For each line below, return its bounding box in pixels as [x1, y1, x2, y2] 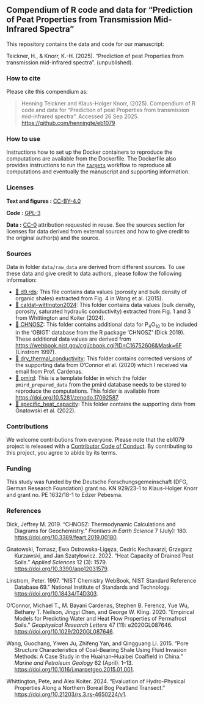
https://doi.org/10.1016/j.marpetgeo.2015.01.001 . [14, 665, 134, 673]
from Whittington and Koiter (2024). [15, 314, 106, 321]
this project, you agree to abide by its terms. [6, 449, 117, 456]
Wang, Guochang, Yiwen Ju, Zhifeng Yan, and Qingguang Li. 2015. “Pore [6, 640, 189, 647]
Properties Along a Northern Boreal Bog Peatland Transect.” [14, 684, 166, 691]
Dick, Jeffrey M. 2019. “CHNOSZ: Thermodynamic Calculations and [6, 520, 176, 528]
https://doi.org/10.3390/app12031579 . [14, 565, 109, 572]
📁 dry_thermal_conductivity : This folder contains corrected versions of [15, 355, 192, 362]
